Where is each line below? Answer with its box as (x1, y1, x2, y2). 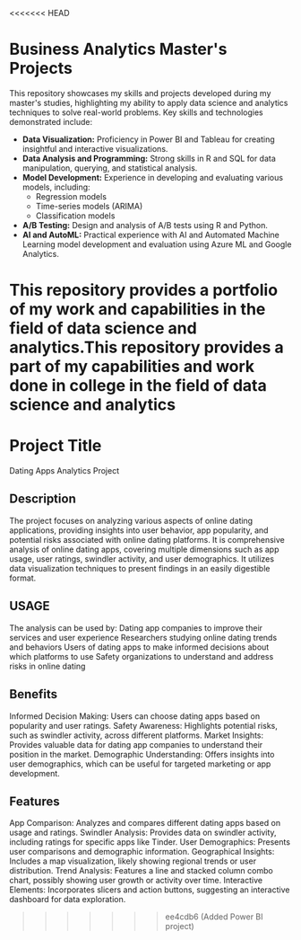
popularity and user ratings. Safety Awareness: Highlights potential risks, (9, 720, 278, 731)
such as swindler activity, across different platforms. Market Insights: (9, 730, 264, 740)
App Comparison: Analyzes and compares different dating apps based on (9, 818, 280, 829)
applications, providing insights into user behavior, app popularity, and (9, 525, 269, 536)
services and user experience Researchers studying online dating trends (9, 632, 278, 643)
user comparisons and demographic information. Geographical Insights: (9, 847, 275, 857)
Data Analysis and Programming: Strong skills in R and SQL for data (21, 153, 276, 164)
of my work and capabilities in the (9, 299, 266, 320)
